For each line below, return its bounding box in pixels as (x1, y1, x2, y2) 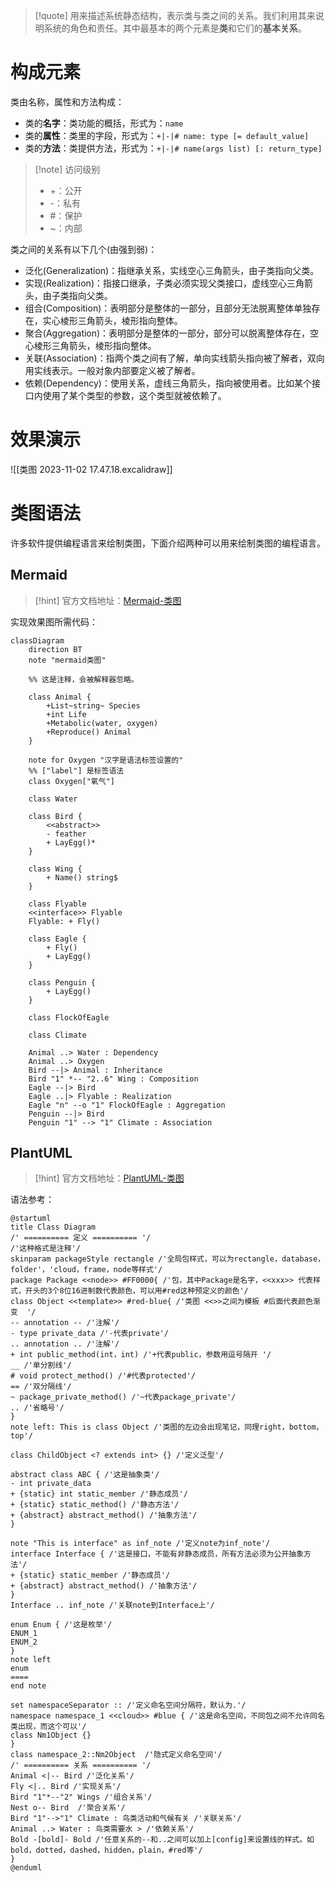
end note (10, 1681, 47, 1691)
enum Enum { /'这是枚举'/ (10, 1620, 113, 1630)
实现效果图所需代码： (10, 615, 98, 628)
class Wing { (28, 864, 83, 874)
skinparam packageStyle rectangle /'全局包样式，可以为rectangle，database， (10, 1254, 326, 1264)
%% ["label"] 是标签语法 (28, 765, 125, 776)
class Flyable (28, 899, 87, 909)
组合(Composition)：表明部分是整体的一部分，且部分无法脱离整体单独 (24, 302, 312, 314)
